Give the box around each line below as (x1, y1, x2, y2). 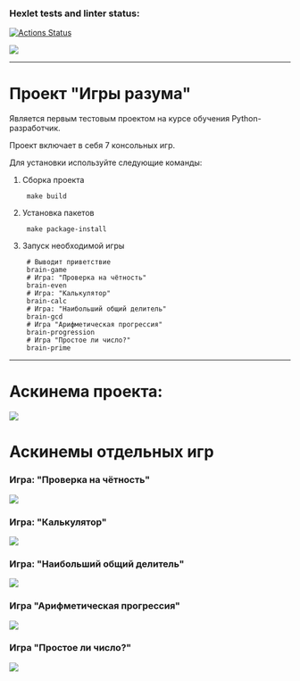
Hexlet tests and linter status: (9, 7, 140, 20)
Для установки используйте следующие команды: (9, 157, 203, 168)
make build (26, 192, 67, 201)
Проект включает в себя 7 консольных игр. (9, 140, 176, 151)
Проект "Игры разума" (9, 84, 192, 104)
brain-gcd (26, 312, 63, 321)
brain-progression (26, 328, 96, 337)
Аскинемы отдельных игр (9, 442, 214, 462)
